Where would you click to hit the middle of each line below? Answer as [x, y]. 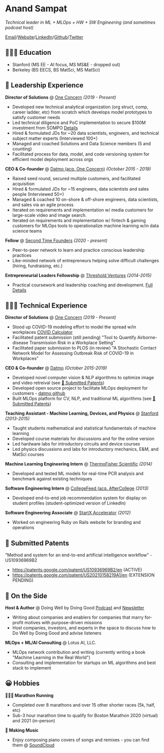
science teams [27, 231]
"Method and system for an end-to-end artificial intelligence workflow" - [79, 555]
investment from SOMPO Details [45, 128]
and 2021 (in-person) [34, 720]
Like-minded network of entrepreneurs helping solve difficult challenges [85, 260]
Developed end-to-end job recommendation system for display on [79, 498]
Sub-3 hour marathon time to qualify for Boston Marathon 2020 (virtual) [85, 715]
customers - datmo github [39, 394]
